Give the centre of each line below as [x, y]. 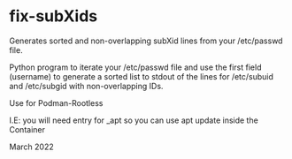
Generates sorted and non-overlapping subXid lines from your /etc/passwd [146, 41]
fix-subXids [54, 16]
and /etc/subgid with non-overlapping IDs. [86, 86]
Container [27, 129]
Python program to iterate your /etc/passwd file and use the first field [135, 67]
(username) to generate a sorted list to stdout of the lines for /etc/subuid [142, 76]
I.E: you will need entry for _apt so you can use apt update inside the [134, 120]
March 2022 [32, 147]
